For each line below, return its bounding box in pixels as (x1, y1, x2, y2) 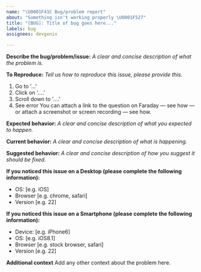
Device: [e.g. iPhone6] (14, 228, 71, 235)
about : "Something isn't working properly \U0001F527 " (6, 14, 146, 20)
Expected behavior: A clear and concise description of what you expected (6, 120, 192, 127)
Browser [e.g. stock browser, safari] (14, 241, 104, 249)
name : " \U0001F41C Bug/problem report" (6, 8, 106, 15)
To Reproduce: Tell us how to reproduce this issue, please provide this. (6, 71, 183, 78)
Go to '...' (14, 82, 37, 90)
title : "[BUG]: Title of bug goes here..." (6, 20, 117, 26)
